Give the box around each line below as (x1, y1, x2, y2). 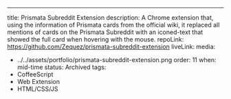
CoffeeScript (16, 70, 54, 79)
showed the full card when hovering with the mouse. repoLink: (7, 36, 184, 43)
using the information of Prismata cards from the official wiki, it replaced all (7, 21, 220, 29)
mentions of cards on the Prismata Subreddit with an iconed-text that (7, 28, 203, 36)
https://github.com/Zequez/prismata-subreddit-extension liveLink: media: (7, 42, 216, 51)
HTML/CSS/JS (16, 85, 58, 93)
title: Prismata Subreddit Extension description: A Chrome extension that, (7, 14, 214, 21)
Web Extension (16, 78, 60, 85)
